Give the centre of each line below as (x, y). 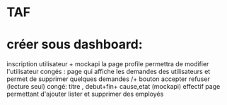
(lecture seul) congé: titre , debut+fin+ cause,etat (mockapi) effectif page (113, 87)
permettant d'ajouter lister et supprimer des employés (85, 94)
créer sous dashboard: (75, 45)
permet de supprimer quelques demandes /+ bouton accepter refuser (108, 79)
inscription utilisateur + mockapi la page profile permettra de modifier (108, 64)
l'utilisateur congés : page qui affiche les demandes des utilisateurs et (109, 72)
